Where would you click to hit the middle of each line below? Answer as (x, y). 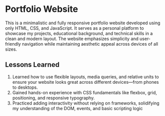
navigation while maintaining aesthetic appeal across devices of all (90, 44)
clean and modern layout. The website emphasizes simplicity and (72, 39)
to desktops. (25, 87)
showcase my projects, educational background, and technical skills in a (79, 33)
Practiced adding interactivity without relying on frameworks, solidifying (86, 103)
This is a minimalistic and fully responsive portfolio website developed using (83, 23)
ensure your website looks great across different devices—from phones (85, 82)
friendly (13, 44)
